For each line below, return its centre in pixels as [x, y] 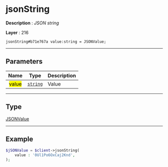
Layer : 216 [17, 32]
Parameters [24, 61]
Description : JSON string [32, 23]
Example [19, 139]
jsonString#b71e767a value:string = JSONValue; [56, 42]
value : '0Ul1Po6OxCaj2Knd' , [45, 155]
